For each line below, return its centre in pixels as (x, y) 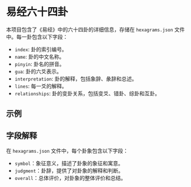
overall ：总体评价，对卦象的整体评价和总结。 (70, 178)
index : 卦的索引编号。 (41, 49)
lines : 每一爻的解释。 (41, 86)
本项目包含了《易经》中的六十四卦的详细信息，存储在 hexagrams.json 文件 (95, 29)
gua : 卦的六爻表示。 (38, 71)
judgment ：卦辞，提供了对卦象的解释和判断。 (69, 171)
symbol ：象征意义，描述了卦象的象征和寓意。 (69, 163)
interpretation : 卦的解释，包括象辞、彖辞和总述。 (76, 79)
